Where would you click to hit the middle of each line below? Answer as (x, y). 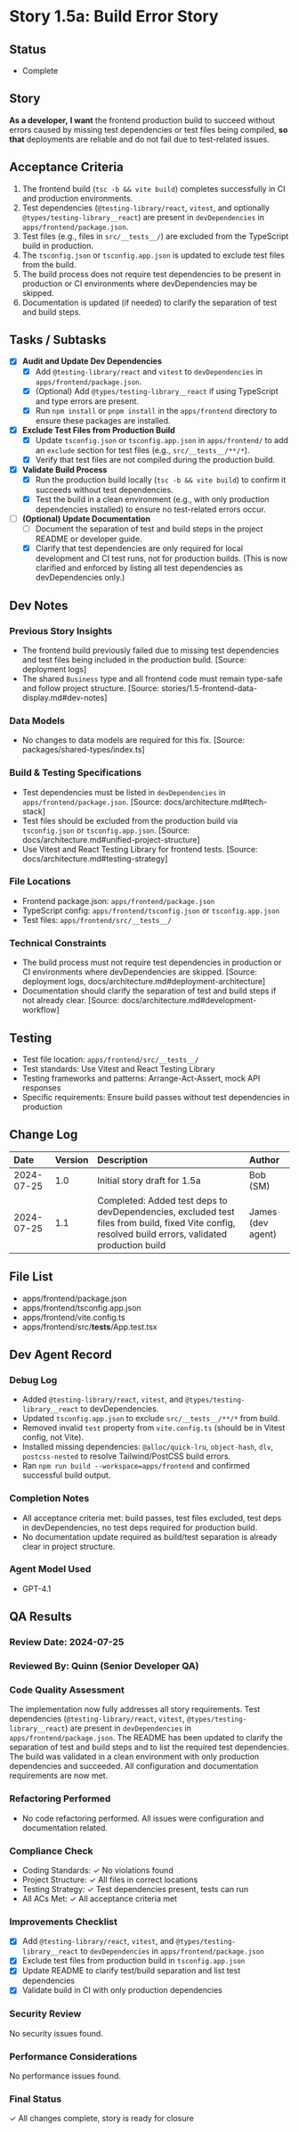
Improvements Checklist (64, 1922)
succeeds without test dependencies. (104, 490)
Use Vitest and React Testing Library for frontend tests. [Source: (140, 849)
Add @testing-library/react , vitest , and (98, 1941)
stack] (34, 811)
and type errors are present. (87, 401)
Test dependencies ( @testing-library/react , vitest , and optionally (145, 208)
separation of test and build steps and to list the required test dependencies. (149, 1747)
